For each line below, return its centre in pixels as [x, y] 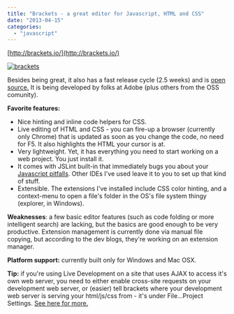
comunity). [23, 95]
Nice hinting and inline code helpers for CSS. [82, 122]
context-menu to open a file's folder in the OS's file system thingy [112, 196]
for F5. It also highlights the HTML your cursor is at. [91, 144]
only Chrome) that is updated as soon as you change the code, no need [120, 137]
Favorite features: [34, 108]
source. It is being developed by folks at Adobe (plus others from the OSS [114, 87]
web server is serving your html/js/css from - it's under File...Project [105, 296]
